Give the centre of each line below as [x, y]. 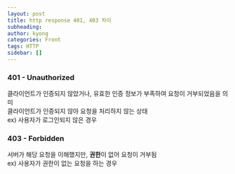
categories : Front [34, 40]
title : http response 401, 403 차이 [59, 20]
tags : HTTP [23, 46]
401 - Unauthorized [41, 77]
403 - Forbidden [36, 139]
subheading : [25, 27]
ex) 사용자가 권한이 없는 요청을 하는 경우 [62, 163]
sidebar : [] [25, 53]
